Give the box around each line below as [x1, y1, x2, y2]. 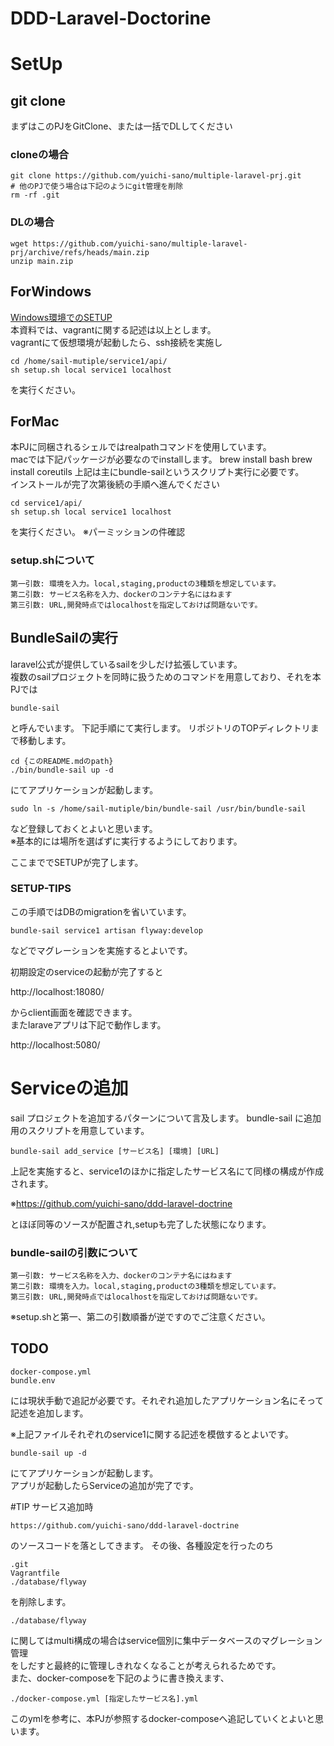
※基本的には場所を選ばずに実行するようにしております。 [10, 835, 243, 847]
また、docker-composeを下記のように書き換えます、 [10, 1672, 230, 1684]
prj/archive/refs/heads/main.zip [10, 247, 150, 257]
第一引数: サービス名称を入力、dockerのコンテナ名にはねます [10, 1271, 233, 1281]
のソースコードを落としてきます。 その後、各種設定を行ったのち [10, 1539, 274, 1551]
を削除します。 [10, 1595, 72, 1607]
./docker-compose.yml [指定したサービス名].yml [10, 1693, 199, 1704]
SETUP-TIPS [10, 882, 72, 896]
